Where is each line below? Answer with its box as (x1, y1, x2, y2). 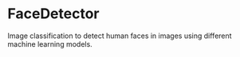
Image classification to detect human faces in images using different (7, 31, 232, 40)
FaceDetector (7, 5, 100, 23)
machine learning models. (7, 39, 92, 48)
